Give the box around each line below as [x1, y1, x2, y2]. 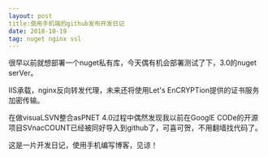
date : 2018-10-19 [8, 27, 67, 35]
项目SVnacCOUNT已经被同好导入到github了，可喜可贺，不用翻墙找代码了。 [8, 123, 262, 133]
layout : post [8, 11, 53, 20]
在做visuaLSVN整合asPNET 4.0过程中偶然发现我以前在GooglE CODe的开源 [8, 113, 258, 123]
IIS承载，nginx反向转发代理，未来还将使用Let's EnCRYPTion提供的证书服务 [8, 85, 260, 95]
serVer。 [8, 68, 38, 78]
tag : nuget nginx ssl [8, 34, 82, 43]
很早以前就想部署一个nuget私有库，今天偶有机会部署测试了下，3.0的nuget [8, 58, 257, 68]
